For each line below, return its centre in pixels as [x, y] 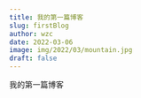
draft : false [33, 58]
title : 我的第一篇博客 [47, 17]
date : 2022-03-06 [41, 42]
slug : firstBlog [39, 26]
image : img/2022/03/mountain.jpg [71, 50]
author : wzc [31, 34]
